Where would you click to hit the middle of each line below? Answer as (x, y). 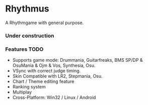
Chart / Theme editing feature (43, 81)
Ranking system (29, 87)
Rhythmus (27, 9)
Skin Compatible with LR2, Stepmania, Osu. (57, 76)
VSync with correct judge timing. (47, 71)
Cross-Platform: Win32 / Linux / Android (54, 97)
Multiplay (22, 92)
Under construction (30, 36)
